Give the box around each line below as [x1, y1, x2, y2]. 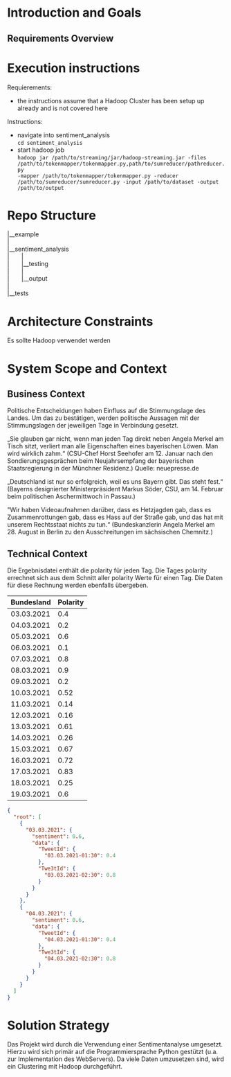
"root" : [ [13, 814, 41, 821]
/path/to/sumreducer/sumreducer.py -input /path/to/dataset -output [17, 178, 219, 185]
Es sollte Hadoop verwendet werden [7, 336, 111, 344]
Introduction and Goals [7, 5, 142, 21]
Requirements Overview [7, 33, 114, 44]
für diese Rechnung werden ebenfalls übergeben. [7, 581, 149, 590]
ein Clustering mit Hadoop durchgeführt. [7, 1062, 123, 1071]
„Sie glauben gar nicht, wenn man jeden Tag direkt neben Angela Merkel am [7, 435, 224, 443]
